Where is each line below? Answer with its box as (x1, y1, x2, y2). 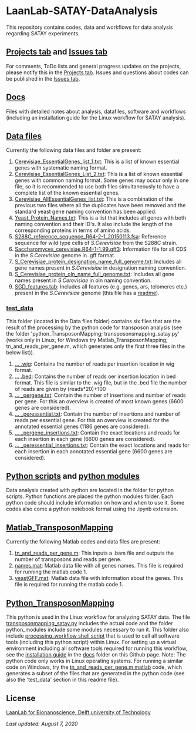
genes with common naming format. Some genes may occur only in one (14, 177, 189, 184)
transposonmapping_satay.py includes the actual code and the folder (6, 620, 173, 627)
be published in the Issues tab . (6, 75, 80, 82)
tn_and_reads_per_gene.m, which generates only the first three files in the (6, 343, 185, 350)
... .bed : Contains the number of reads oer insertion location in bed (14, 373, 176, 380)
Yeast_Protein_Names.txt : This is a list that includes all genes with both (14, 214, 187, 221)
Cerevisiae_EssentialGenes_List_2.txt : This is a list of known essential (14, 171, 183, 178)
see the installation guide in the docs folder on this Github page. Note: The (6, 651, 186, 658)
